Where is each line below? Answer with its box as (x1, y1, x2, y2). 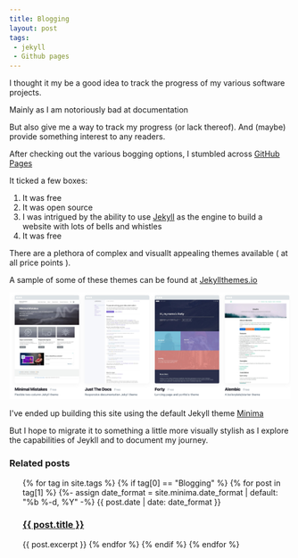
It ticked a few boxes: (9, 175, 87, 187)
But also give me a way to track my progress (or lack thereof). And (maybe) (9, 121, 286, 133)
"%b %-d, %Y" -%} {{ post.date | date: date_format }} (21, 496, 221, 507)
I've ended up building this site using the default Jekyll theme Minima (9, 408, 264, 419)
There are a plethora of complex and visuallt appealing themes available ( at (9, 248, 288, 259)
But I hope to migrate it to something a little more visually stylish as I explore (9, 425, 289, 437)
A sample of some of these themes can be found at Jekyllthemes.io (9, 275, 258, 286)
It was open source (21, 202, 94, 213)
